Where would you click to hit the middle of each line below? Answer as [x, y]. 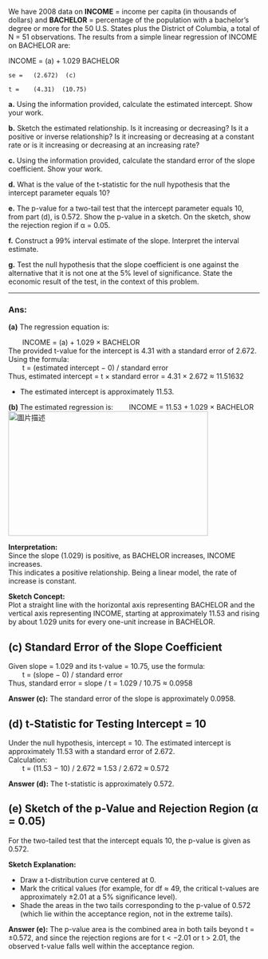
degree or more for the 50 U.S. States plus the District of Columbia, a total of [134, 28]
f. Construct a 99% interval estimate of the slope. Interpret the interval [124, 241]
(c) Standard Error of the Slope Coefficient [115, 647]
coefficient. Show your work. [56, 169]
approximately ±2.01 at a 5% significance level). [99, 897]
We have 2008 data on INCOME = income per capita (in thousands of [122, 12]
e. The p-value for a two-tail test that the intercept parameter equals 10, [126, 208]
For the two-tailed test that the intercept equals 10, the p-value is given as [130, 840]
